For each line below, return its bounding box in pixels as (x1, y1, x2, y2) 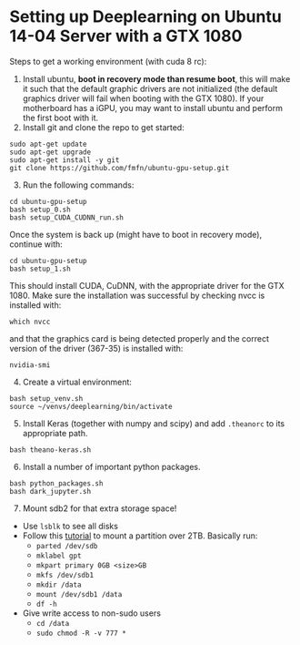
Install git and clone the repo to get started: (22, 121, 185, 133)
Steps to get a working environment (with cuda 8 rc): (9, 56, 207, 67)
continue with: (9, 239, 64, 250)
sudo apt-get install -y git (9, 155, 120, 165)
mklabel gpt (35, 551, 82, 560)
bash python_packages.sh (9, 478, 104, 488)
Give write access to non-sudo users (22, 608, 162, 619)
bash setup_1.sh (9, 264, 71, 273)
